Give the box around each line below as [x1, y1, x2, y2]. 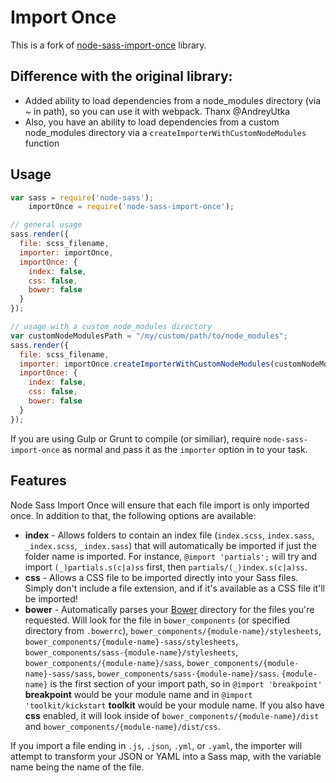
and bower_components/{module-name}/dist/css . [24, 720, 221, 732]
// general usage [10, 220, 83, 230]
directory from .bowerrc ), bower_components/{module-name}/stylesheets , [24, 624, 322, 636]
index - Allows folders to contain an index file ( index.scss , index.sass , [24, 529, 315, 541]
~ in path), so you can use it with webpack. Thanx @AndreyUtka [24, 105, 291, 117]
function [24, 137, 60, 149]
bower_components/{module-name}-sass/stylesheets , [24, 635, 239, 647]
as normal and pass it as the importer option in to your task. [61, 443, 308, 455]
